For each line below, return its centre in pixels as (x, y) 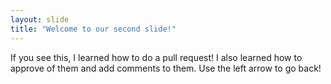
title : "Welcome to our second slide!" (93, 29)
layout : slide (40, 19)
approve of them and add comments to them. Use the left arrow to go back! (166, 68)
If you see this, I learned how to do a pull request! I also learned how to (156, 57)
